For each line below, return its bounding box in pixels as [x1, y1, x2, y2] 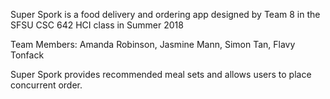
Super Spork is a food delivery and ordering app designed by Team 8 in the [10, 9, 321, 20]
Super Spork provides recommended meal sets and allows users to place [10, 69, 312, 80]
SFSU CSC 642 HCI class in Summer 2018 [10, 19, 184, 31]
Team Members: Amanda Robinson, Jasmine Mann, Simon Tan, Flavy [10, 39, 296, 50]
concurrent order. [10, 79, 83, 91]
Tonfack [10, 49, 45, 61]
